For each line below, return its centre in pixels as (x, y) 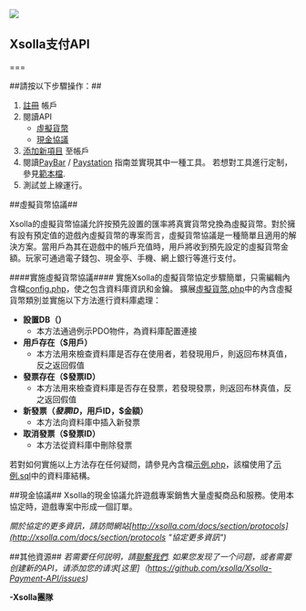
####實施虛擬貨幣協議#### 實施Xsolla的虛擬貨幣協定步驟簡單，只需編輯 (146, 277)
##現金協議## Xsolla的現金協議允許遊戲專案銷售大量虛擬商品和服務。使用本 (152, 495)
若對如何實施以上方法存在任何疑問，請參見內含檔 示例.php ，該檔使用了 (142, 464)
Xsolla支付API (50, 44)
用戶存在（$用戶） (57, 342)
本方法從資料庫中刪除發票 (84, 445)
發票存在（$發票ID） (61, 376)
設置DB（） (44, 319)
